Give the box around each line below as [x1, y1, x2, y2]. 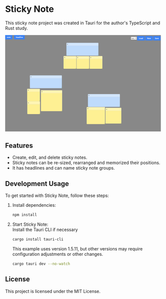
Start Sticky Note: [12, 221, 48, 227]
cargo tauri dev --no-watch [12, 261, 70, 266]
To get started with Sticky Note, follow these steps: [5, 192, 109, 199]
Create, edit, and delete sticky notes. [12, 155, 87, 161]
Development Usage [5, 179, 69, 188]
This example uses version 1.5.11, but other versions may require [12, 245, 143, 251]
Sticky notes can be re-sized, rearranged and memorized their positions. [12, 160, 161, 166]
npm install [12, 212, 37, 218]
